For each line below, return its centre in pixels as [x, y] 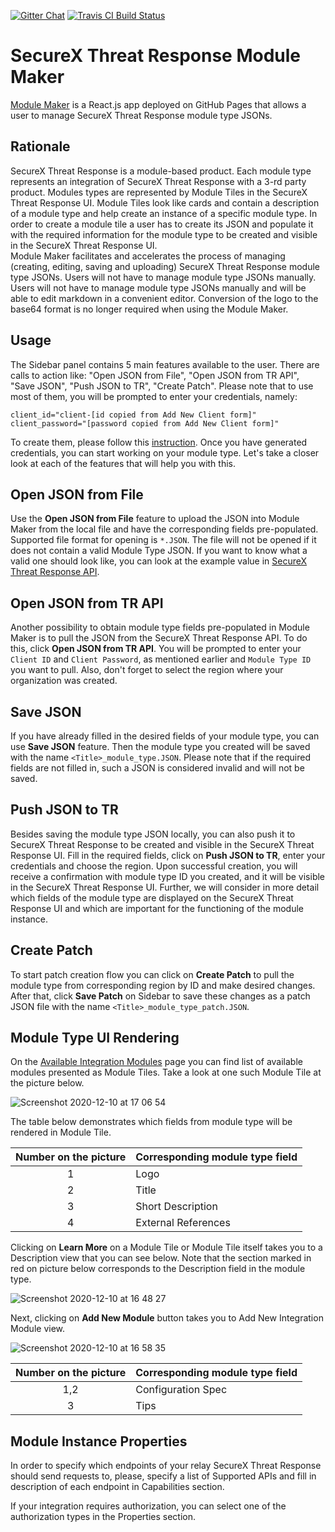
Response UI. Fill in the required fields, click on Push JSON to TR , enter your [168, 855]
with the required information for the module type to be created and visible [164, 234]
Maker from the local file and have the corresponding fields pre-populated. [164, 529]
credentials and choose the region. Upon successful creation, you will [154, 866]
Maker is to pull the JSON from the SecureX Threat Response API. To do [159, 638]
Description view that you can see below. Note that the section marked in [161, 1258]
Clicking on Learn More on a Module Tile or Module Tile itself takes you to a [166, 1247]
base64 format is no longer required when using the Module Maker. [149, 309]
